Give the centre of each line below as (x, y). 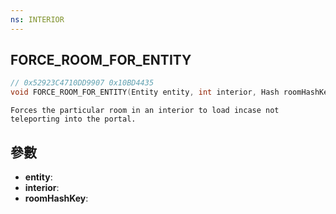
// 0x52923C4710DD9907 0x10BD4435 (82, 83)
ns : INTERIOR (37, 19)
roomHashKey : (56, 198)
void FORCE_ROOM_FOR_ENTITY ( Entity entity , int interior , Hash (145, 92)
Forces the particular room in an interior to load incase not (145, 111)
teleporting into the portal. (73, 119)
